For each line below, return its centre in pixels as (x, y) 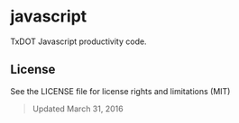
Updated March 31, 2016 (78, 109)
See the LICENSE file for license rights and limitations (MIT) (120, 91)
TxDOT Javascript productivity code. (78, 41)
